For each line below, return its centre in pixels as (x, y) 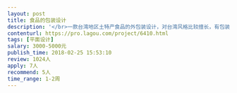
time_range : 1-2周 (34, 79)
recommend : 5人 (29, 72)
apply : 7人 (23, 66)
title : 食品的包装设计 (37, 20)
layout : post (26, 14)
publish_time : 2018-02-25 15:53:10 (60, 53)
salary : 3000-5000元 (37, 46)
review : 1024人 (29, 59)
